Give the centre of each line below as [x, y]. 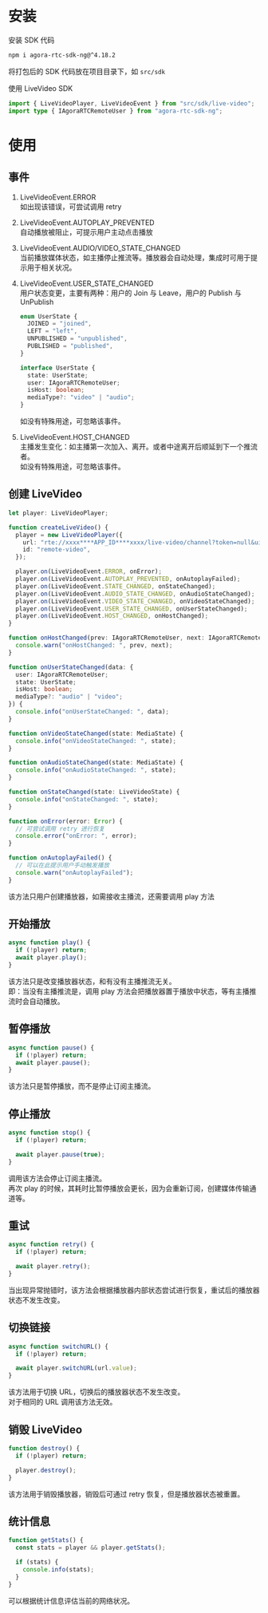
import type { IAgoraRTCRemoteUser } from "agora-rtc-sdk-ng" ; [116, 111]
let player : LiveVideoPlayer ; [59, 513]
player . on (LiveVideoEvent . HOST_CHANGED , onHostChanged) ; [112, 616]
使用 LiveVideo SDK [41, 88]
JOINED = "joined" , [60, 324]
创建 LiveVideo [45, 494]
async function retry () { [51, 1245]
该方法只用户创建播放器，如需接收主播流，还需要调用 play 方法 [112, 896]
